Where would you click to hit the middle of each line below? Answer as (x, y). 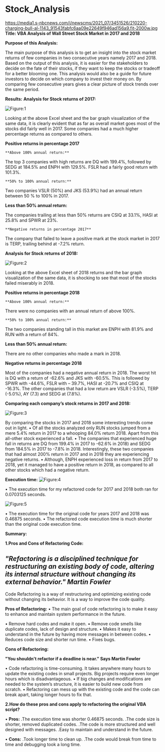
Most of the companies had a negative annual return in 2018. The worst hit (81, 373)
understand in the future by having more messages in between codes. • (78, 634)
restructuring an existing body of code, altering (80, 567)
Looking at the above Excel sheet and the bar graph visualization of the (77, 118)
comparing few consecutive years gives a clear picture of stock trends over (82, 84)
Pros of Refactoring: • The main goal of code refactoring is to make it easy (81, 609)
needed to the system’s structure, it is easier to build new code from (74, 684)
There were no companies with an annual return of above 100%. (70, 311)
